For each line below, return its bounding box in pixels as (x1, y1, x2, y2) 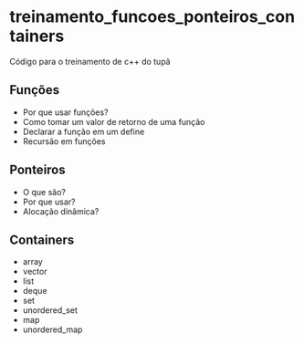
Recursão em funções (22, 135, 106, 147)
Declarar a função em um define (22, 126, 145, 137)
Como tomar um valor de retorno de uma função (22, 116, 205, 127)
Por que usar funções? (22, 107, 109, 118)
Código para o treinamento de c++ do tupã (9, 56, 171, 67)
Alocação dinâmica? (22, 205, 100, 216)
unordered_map (22, 324, 83, 335)
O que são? (22, 186, 67, 197)
